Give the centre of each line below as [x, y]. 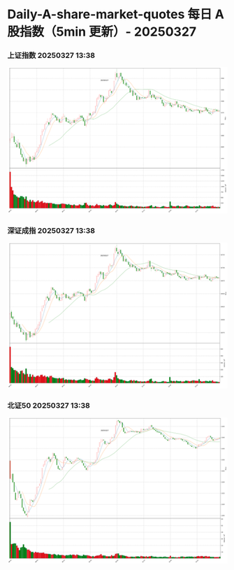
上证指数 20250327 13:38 [51, 55]
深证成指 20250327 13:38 [51, 230]
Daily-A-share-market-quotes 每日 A [116, 14]
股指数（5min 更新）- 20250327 [102, 32]
